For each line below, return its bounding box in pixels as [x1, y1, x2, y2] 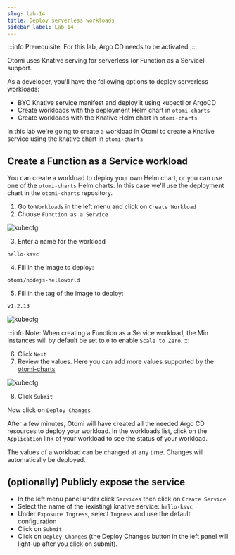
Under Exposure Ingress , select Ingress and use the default [17, 510, 191, 518]
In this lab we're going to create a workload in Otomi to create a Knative [7, 127, 215, 136]
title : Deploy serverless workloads [7, 17, 115, 24]
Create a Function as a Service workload [7, 155, 189, 167]
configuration [17, 517, 57, 525]
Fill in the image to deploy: [17, 263, 94, 272]
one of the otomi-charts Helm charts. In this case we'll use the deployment [7, 181, 224, 190]
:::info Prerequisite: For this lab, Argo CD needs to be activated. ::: [7, 43, 198, 51]
